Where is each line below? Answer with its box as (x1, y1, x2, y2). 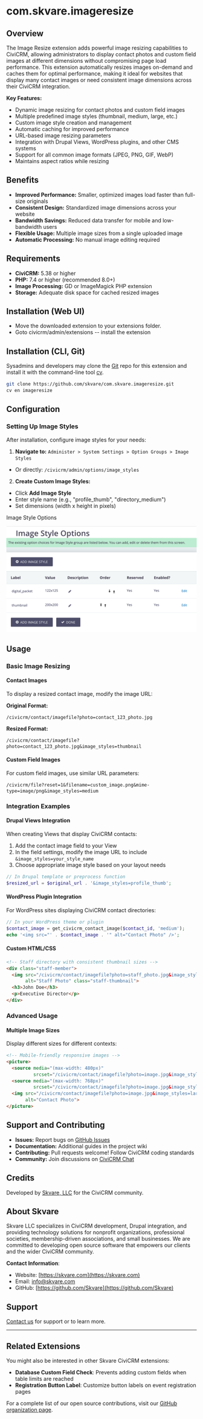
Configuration (6, 404, 60, 414)
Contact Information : (6, 1260, 60, 1267)
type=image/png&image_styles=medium (6, 788, 98, 794)
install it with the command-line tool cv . (6, 368, 104, 376)
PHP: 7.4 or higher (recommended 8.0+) (14, 276, 115, 283)
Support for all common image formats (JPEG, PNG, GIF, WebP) (14, 151, 174, 158)
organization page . (6, 1406, 53, 1414)
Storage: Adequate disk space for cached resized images (14, 289, 159, 296)
